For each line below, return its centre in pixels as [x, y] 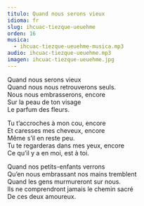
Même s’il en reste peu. [41, 138]
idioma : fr [23, 20]
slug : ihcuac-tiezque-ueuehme [52, 27]
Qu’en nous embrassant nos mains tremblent [72, 174]
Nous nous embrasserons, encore [56, 94]
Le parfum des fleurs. [39, 109]
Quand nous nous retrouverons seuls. [62, 87]
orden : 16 [22, 33]
